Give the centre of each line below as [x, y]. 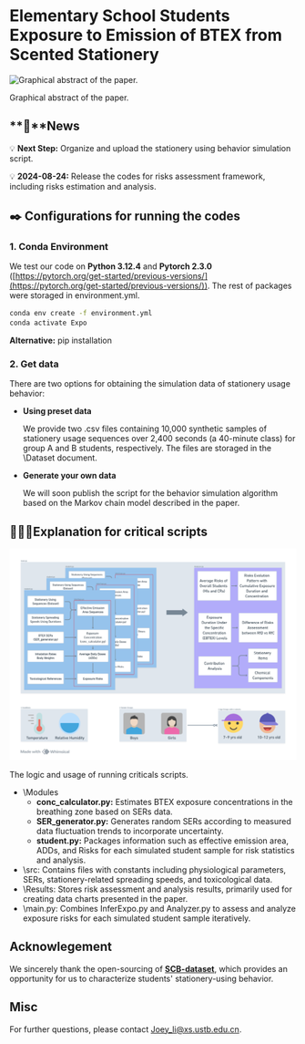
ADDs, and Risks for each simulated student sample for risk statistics [165, 850]
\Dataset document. [60, 458]
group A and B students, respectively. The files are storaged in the [147, 449]
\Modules [41, 792]
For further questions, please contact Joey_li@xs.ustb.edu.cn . [126, 1029]
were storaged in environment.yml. [75, 295]
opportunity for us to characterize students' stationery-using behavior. [142, 978]
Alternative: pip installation [61, 341]
